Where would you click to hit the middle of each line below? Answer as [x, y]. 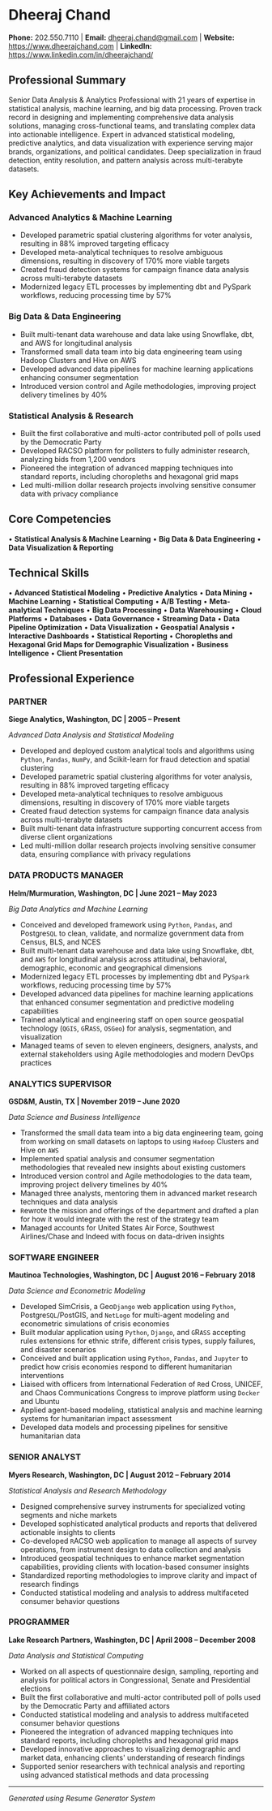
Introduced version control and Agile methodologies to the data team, [136, 1176]
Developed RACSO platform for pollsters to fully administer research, [135, 451]
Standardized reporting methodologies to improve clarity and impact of [138, 1575]
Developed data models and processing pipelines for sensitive [124, 1428]
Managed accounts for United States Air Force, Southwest [117, 1227]
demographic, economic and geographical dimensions [111, 967]
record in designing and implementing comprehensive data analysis [121, 117]
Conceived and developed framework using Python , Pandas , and [126, 924]
